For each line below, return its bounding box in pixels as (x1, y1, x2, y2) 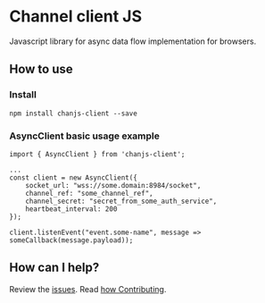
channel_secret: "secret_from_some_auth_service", (25, 197, 218, 206)
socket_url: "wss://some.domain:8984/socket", (25, 181, 202, 189)
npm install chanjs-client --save (9, 109, 138, 118)
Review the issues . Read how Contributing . (9, 283, 167, 294)
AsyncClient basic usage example (9, 130, 161, 142)
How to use (9, 62, 73, 77)
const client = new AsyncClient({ (9, 173, 138, 182)
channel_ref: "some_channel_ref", (25, 189, 153, 198)
